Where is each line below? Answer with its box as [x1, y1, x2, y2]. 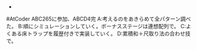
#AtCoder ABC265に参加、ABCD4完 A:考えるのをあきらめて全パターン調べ [6, 15, 191, 22]
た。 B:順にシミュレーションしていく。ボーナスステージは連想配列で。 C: [6, 23, 186, 29]
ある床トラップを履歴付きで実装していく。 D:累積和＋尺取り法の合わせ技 [11, 30, 191, 37]
